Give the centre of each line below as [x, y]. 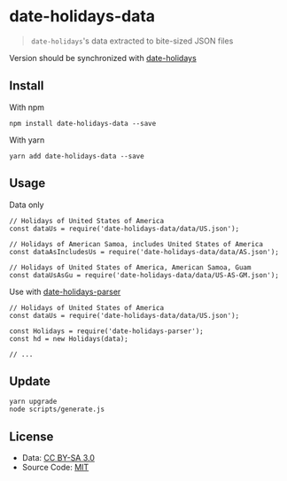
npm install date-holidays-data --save [83, 123]
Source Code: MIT [55, 468]
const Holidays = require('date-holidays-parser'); [106, 331]
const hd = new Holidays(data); [69, 338]
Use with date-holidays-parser [65, 291]
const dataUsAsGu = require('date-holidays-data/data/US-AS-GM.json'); [144, 275]
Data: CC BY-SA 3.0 [58, 458]
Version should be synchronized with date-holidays [103, 58]
